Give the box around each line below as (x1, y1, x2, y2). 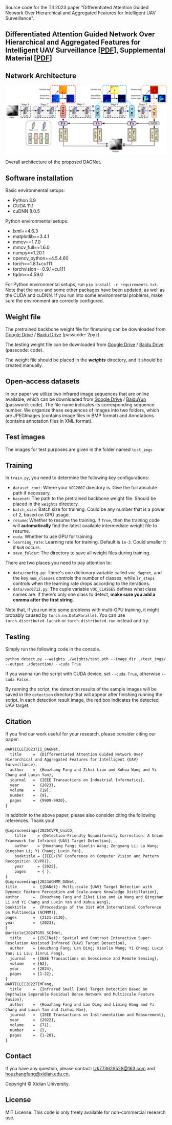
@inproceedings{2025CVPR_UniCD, (5, 828, 74, 833)
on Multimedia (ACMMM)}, (5, 910, 58, 915)
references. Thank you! (5, 817, 55, 824)
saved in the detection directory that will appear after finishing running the (5, 691, 163, 698)
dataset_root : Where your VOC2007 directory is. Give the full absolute (12, 485, 157, 491)
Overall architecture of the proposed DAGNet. (5, 159, 101, 165)
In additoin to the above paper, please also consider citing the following (5, 812, 156, 818)
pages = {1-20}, (10, 1032, 56, 1038)
